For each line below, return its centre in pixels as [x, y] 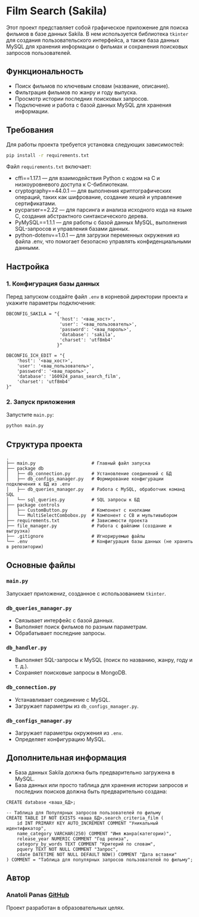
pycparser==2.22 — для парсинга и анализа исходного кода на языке [103, 210]
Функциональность [45, 72]
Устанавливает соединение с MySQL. [63, 699]
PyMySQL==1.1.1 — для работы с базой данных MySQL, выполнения [101, 222]
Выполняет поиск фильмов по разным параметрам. [81, 627]
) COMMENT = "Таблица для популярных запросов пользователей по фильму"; [100, 860]
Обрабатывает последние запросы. [60, 633]
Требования [30, 130]
